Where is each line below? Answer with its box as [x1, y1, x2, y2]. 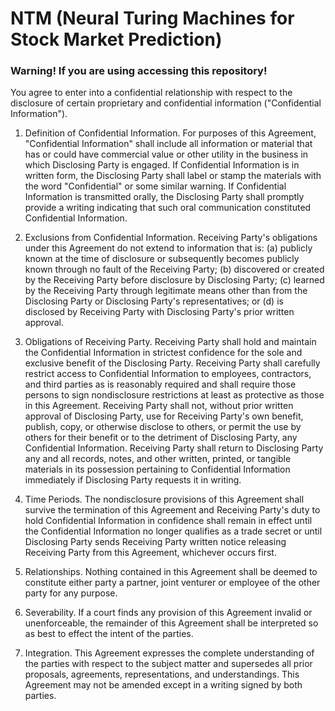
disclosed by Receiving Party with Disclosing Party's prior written [24, 306, 295, 318]
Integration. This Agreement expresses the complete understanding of [24, 647, 315, 659]
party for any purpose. [24, 587, 118, 599]
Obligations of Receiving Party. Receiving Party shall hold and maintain [24, 336, 317, 348]
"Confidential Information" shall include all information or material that [24, 138, 313, 150]
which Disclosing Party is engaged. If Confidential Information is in [24, 159, 300, 171]
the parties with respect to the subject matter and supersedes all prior [24, 658, 313, 670]
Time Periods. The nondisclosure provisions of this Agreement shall [24, 493, 305, 506]
